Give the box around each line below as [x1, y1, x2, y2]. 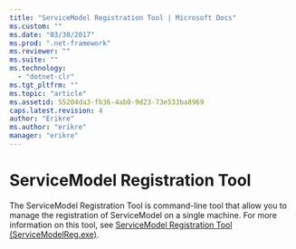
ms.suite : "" [9, 55, 59, 64]
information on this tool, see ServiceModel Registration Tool [9, 219, 233, 230]
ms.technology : [9, 64, 67, 73]
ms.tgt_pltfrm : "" [9, 81, 79, 90]
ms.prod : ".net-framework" [9, 38, 111, 48]
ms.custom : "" [9, 22, 63, 31]
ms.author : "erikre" [9, 123, 88, 132]
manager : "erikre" [9, 131, 79, 140]
